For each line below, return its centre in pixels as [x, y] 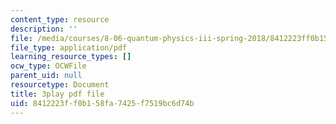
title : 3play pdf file [57, 94]
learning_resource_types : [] [71, 57]
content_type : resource [60, 19]
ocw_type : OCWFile [48, 66]
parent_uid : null [46, 76]
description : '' [44, 29]
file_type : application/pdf [69, 47]
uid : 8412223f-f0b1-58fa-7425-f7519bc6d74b [102, 103]
